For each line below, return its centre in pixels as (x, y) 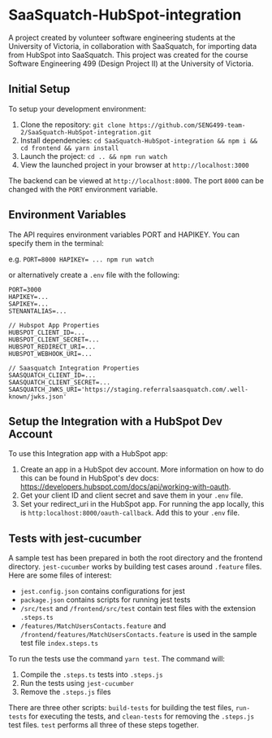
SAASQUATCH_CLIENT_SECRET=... (60, 382)
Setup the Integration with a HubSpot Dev (116, 421)
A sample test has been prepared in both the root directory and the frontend (136, 558)
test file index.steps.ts (59, 643)
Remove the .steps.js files (65, 692)
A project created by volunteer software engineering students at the (122, 37)
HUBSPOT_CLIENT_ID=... (47, 332)
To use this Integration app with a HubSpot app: (88, 454)
